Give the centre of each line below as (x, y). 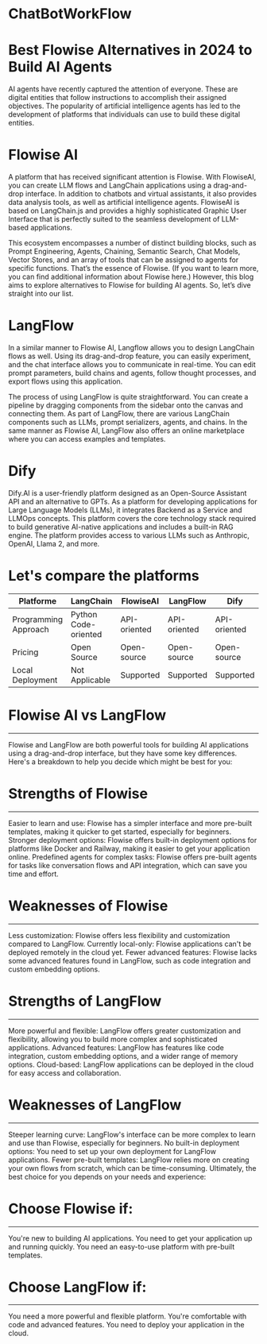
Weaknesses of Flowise (88, 906)
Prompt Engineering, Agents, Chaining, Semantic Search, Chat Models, (124, 252)
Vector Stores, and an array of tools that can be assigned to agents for (124, 260)
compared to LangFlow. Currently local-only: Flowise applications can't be (130, 944)
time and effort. (34, 874)
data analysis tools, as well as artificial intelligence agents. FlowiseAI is (124, 203)
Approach (31, 629)
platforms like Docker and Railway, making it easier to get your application (129, 848)
